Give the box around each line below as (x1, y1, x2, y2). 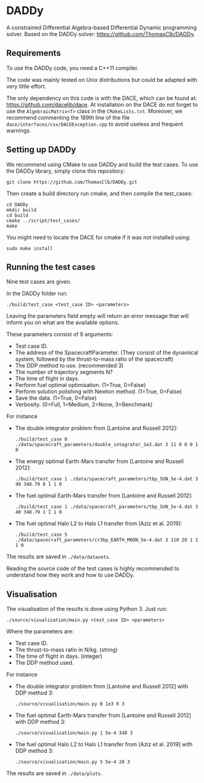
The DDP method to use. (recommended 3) (15, 362, 124, 369)
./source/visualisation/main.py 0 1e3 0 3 (15, 701, 125, 707)
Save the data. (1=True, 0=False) (15, 394, 97, 402)
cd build (6, 212, 29, 218)
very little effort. (6, 82, 47, 90)
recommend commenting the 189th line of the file (6, 114, 130, 121)
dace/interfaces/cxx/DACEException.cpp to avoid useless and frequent (6, 120, 184, 128)
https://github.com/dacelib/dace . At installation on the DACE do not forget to (6, 101, 198, 108)
